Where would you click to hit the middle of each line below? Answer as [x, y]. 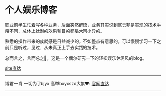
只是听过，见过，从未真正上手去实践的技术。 [55, 47]
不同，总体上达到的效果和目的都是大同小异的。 [57, 31]
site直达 [13, 68]
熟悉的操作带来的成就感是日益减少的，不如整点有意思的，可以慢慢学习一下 [81, 41]
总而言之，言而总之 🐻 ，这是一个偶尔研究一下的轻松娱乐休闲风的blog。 [76, 58]
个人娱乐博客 [31, 10]
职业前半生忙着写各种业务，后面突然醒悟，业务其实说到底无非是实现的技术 [81, 25]
